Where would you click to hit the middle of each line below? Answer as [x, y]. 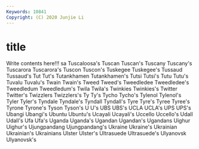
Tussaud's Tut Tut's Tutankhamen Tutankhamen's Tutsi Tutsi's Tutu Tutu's [97, 76]
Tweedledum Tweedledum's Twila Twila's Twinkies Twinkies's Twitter [92, 89]
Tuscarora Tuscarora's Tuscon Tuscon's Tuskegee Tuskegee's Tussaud [94, 70]
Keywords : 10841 [26, 12]
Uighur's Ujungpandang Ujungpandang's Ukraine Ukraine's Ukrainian [92, 127]
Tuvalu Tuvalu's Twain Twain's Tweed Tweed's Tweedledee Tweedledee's [98, 83]
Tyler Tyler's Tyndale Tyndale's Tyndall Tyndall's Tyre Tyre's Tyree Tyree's [98, 102]
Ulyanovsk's [22, 140]
